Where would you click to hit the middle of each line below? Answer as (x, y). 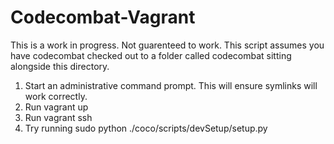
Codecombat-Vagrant (103, 17)
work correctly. (56, 96)
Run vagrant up (56, 107)
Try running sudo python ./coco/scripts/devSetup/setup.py (146, 128)
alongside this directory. (60, 66)
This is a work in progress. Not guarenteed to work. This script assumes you (167, 45)
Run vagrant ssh (58, 117)
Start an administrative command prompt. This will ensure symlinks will (171, 85)
